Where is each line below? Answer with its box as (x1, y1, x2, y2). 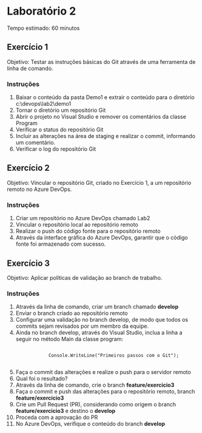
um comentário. (15, 139, 56, 147)
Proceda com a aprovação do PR (15, 414, 98, 421)
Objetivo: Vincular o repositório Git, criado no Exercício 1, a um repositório (7, 179, 192, 186)
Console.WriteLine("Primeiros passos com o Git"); (48, 353, 180, 359)
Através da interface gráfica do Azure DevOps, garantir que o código (15, 234, 188, 241)
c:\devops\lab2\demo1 (15, 100, 72, 108)
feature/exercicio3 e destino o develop (15, 407, 116, 415)
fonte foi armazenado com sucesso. (15, 240, 106, 248)
